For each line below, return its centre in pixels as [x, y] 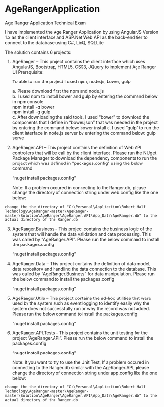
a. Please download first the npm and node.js [58, 91]
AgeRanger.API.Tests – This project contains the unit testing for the [80, 333]
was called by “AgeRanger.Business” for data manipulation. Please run [83, 274]
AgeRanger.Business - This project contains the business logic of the [82, 229]
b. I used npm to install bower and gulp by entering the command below [85, 96]
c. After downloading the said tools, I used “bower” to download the [81, 117]
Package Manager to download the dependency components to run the [84, 158]
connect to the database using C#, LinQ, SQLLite [55, 42]
